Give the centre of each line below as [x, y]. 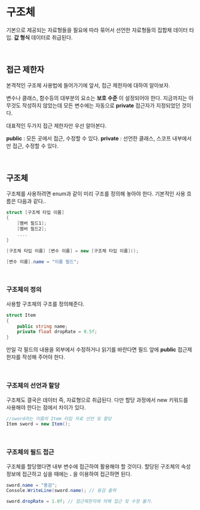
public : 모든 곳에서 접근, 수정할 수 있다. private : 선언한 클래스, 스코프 [89, 138]
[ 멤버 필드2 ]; [32, 229]
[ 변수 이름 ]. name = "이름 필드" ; [43, 262]
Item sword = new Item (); [38, 424]
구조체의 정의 [24, 289]
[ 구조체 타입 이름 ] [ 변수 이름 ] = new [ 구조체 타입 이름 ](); [73, 251]
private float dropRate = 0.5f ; [57, 332]
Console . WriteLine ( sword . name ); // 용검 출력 [61, 491]
